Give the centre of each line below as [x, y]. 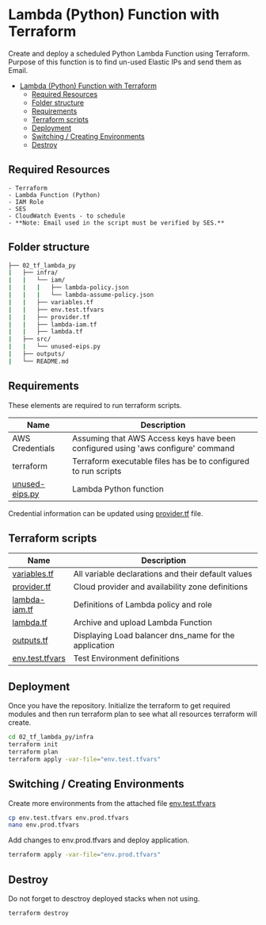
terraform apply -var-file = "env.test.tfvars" [84, 759]
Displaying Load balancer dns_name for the [154, 635]
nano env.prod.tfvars [44, 825]
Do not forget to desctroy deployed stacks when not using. [104, 898]
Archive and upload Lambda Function [142, 622]
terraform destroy [38, 913]
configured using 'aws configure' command [154, 448]
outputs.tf [30, 641]
